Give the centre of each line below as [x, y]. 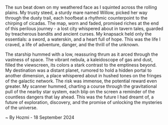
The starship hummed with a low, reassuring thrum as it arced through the [81, 54]
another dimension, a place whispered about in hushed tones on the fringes [83, 76]
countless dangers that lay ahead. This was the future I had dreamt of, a [79, 97]
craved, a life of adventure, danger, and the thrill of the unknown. [72, 44]
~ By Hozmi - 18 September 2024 [40, 117]
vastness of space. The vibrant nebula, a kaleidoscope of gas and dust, [79, 59]
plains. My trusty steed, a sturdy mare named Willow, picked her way [76, 13]
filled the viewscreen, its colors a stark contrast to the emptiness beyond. [81, 65]
